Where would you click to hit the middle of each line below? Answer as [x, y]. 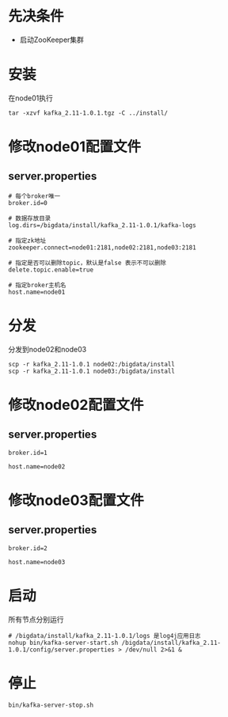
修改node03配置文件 [76, 500]
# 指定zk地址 [27, 241]
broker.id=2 [28, 548]
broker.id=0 [28, 203]
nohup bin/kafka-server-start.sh [63, 643]
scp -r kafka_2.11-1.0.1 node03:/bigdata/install [92, 371]
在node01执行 [30, 98]
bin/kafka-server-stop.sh [51, 705]
